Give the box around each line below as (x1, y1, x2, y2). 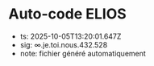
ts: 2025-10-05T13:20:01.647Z (19, 31, 122, 41)
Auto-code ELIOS (8, 5, 127, 23)
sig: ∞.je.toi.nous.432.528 (19, 39, 108, 49)
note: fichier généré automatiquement (19, 48, 147, 58)
